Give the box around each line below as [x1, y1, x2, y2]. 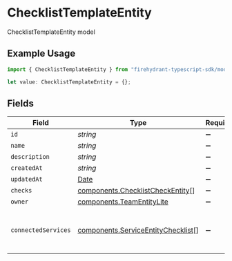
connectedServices [10, 226, 71, 234]
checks [10, 186, 32, 195]
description [10, 153, 50, 161]
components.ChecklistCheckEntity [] [77, 186, 195, 195]
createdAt [10, 164, 43, 172]
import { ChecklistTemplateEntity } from [7, 66, 128, 73]
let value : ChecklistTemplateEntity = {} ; [7, 78, 131, 86]
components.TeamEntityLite [77, 197, 169, 206]
